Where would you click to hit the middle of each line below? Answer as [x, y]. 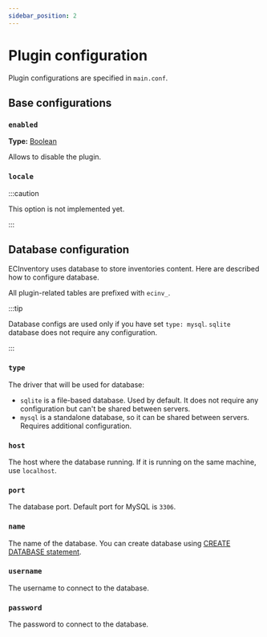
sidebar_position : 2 [43, 16]
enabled [23, 125]
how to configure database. [54, 277]
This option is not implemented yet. [67, 209]
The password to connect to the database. [79, 624]
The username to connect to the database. [79, 588]
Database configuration [69, 249]
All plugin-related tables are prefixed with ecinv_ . [89, 293]
